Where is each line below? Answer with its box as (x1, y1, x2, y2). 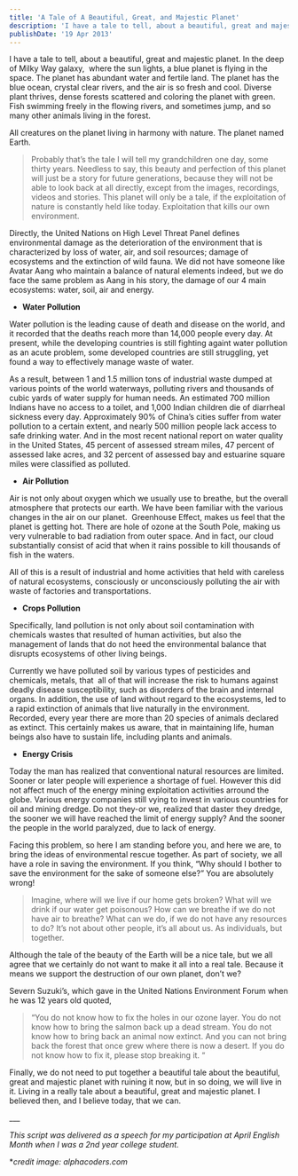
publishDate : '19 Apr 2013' (9, 29, 114, 38)
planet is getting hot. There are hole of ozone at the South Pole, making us (9, 521, 281, 533)
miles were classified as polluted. (9, 459, 131, 470)
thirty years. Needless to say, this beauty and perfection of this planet (30, 163, 286, 174)
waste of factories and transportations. (9, 586, 152, 596)
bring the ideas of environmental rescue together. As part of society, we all (9, 849, 283, 860)
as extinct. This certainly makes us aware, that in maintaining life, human (9, 722, 275, 733)
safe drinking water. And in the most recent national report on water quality (9, 430, 284, 441)
